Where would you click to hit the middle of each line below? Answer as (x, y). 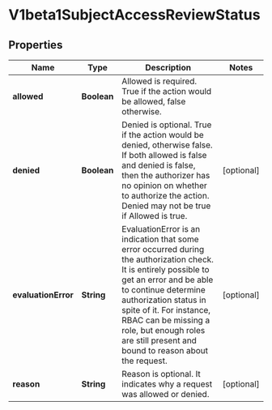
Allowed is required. (159, 81)
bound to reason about (165, 350)
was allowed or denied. (165, 394)
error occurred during (163, 249)
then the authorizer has (166, 175)
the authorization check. (168, 259)
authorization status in (164, 300)
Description (168, 68)
